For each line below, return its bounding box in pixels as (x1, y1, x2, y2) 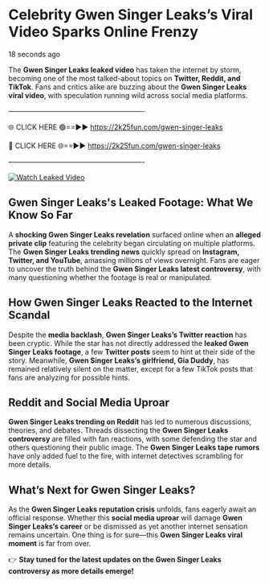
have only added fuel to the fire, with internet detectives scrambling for (8, 451, 243, 461)
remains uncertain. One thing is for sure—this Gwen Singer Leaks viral (8, 530, 243, 540)
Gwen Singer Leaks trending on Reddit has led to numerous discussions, (8, 417, 252, 427)
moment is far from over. (8, 539, 92, 549)
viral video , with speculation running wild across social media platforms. (8, 90, 248, 100)
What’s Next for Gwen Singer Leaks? (8, 483, 196, 496)
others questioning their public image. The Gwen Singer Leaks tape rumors (8, 442, 260, 452)
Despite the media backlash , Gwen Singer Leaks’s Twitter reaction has (8, 330, 247, 339)
